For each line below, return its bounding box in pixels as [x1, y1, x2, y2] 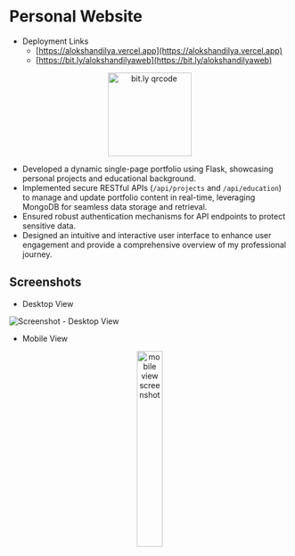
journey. [21, 248, 53, 260]
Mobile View [21, 333, 69, 344]
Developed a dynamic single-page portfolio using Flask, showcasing [21, 163, 274, 174]
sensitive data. [21, 220, 77, 231]
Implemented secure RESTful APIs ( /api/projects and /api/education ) [21, 182, 283, 193]
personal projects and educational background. [21, 172, 196, 184]
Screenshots [9, 275, 82, 290]
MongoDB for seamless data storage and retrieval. [21, 201, 208, 212]
